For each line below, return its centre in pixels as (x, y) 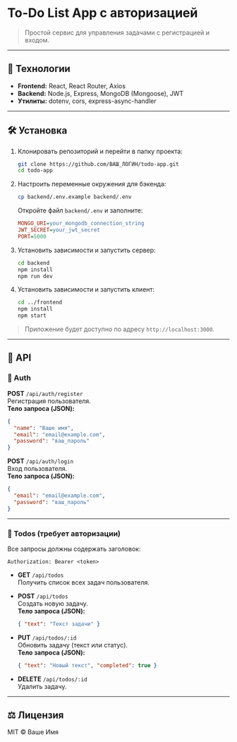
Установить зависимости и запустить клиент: (86, 289)
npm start (32, 316)
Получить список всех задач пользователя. (84, 582)
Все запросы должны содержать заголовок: (74, 549)
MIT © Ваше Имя (33, 732)
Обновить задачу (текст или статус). (73, 645)
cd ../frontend (40, 303)
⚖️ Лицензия (36, 716)
